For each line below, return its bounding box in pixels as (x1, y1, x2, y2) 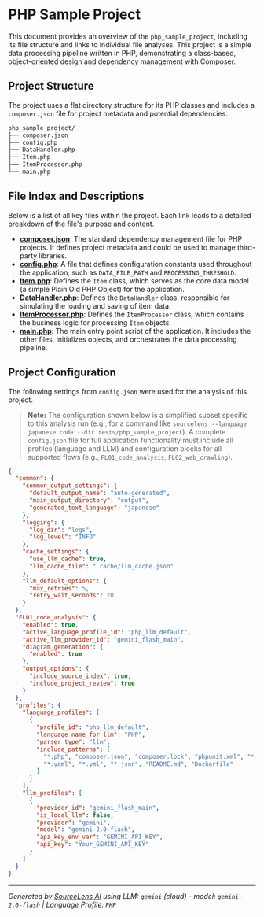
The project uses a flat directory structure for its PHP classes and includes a (8, 100, 255, 109)
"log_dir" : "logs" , (28, 526, 93, 534)
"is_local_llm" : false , (36, 811, 114, 819)
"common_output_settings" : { (22, 482, 118, 490)
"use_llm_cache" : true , (28, 555, 108, 563)
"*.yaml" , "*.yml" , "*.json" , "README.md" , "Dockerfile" (42, 760, 234, 768)
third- (236, 242, 255, 252)
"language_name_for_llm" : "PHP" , (36, 730, 146, 738)
